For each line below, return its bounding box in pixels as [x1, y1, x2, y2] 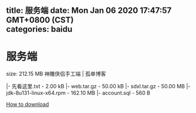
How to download [6, 101, 49, 108]
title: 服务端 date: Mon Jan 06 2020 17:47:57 [6, 5, 172, 16]
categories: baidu [6, 24, 73, 34]
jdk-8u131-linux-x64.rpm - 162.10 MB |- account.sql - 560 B [6, 89, 151, 97]
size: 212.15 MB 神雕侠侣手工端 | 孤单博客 [6, 70, 106, 78]
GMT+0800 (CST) [6, 15, 74, 25]
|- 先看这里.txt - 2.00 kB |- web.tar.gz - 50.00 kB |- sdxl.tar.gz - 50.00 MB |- [6, 83, 191, 90]
